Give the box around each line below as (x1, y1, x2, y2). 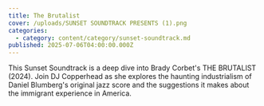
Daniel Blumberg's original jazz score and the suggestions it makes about (8, 80, 250, 90)
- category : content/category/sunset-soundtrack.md (15, 33, 191, 42)
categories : (8, 26, 48, 34)
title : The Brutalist (8, 11, 81, 20)
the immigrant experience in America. (8, 88, 132, 98)
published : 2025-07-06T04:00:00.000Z (8, 41, 134, 49)
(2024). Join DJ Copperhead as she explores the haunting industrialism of (8, 72, 253, 81)
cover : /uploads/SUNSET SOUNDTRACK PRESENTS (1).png (8, 19, 187, 27)
